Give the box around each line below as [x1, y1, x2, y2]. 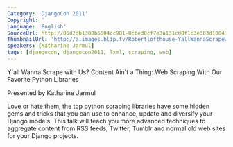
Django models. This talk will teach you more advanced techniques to [7, 116, 206, 125]
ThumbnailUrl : [7, 36, 49, 43]
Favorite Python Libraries [7, 75, 79, 83]
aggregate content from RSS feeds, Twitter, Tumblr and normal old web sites [7, 124, 226, 132]
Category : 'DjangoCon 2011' [7, 10, 89, 17]
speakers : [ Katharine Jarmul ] [7, 42, 95, 49]
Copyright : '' [7, 17, 49, 24]
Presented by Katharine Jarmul [7, 88, 96, 97]
